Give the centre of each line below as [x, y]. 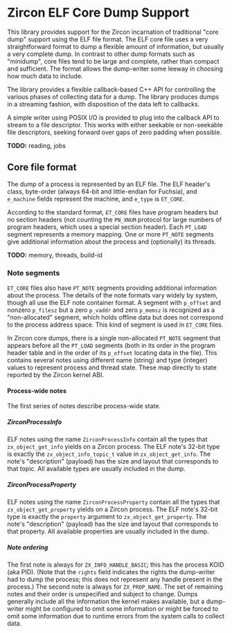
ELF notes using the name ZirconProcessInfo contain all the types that [107, 439]
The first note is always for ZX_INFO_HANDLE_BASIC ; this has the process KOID [116, 565]
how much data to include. [45, 76]
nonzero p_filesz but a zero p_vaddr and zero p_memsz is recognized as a [111, 310]
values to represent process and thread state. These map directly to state [112, 367]
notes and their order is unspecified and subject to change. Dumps [102, 594]
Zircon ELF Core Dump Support [98, 13]
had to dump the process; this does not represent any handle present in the [115, 580]
